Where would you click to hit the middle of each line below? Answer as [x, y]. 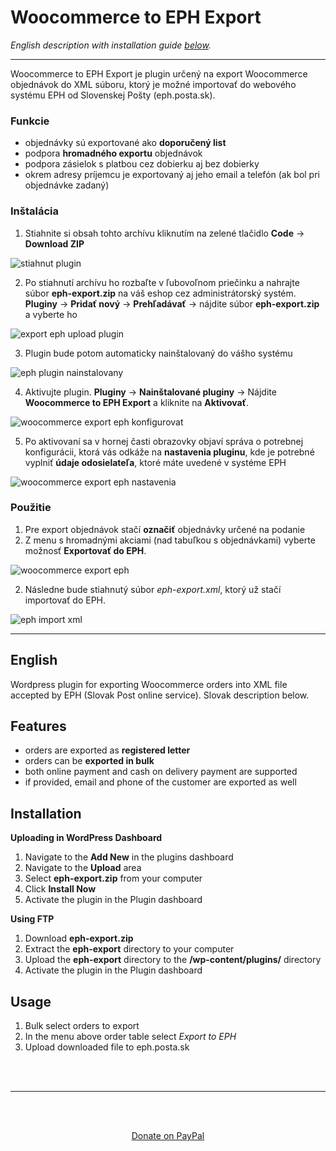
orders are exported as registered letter [107, 750]
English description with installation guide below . [111, 45]
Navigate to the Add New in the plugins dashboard [129, 857]
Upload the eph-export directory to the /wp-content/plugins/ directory [173, 960]
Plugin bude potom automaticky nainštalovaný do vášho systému [158, 353]
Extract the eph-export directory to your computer [129, 949]
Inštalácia [34, 211]
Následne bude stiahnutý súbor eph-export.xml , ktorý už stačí [153, 589]
